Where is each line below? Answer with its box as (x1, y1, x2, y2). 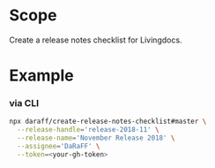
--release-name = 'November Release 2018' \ (17, 134, 175, 142)
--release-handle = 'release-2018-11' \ (17, 126, 160, 134)
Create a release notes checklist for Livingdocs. (9, 34, 182, 45)
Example (9, 65, 74, 86)
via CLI (9, 97, 40, 110)
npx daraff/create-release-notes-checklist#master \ (9, 117, 207, 126)
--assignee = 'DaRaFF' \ (17, 142, 100, 151)
